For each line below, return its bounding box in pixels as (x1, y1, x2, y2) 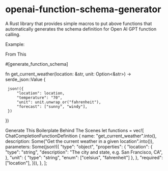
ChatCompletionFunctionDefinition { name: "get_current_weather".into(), (5, 133, 157, 139)
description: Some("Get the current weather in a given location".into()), (5, 138, 154, 144)
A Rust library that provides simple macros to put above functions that (5, 20, 152, 27)
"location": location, (16, 90, 65, 95)
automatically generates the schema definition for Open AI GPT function (5, 26, 157, 32)
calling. (5, 31, 21, 37)
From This (5, 51, 26, 57)
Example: (5, 41, 25, 47)
